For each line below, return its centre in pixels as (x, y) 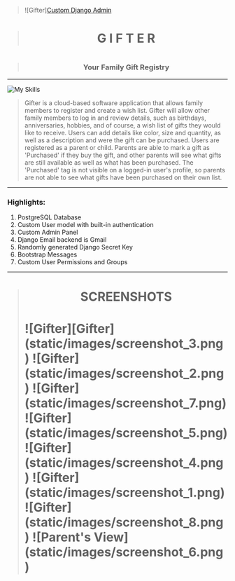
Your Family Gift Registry (126, 67)
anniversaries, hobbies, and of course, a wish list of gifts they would (122, 125)
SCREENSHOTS (126, 297)
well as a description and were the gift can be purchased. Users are (122, 140)
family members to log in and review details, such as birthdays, (115, 118)
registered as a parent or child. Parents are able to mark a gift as (117, 147)
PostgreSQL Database (49, 217)
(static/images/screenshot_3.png (124, 344)
